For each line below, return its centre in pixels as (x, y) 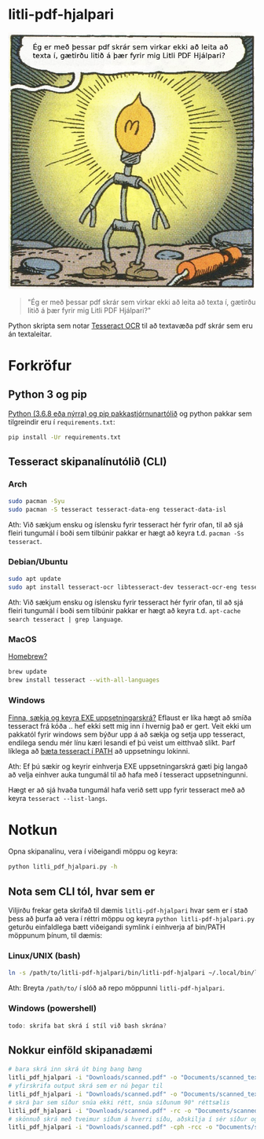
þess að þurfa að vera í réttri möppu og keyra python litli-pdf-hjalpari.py (132, 919)
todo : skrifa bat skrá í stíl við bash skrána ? (88, 1026)
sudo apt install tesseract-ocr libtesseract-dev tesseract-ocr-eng (123, 587)
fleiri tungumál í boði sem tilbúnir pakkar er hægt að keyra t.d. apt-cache (125, 611)
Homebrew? (28, 656)
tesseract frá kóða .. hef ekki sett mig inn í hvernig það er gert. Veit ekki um (130, 726)
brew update (27, 672)
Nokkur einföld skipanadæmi (81, 1050)
